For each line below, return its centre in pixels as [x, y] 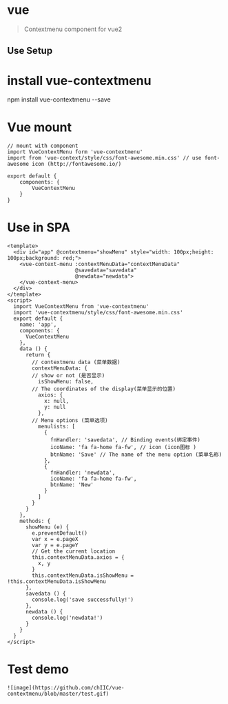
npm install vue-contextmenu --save [59, 99]
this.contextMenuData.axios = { [79, 558]
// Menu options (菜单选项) [70, 421]
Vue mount [40, 127]
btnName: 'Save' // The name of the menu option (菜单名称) [136, 455]
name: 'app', [38, 325]
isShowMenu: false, [66, 382]
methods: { [35, 521]
